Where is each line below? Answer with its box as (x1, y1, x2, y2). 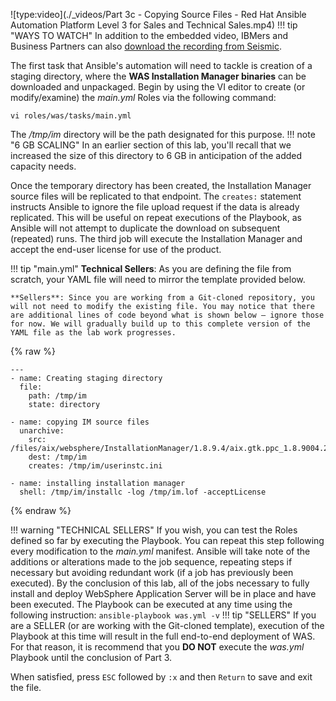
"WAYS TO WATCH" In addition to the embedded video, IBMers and (10, 30, 289, 41)
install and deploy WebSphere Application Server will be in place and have (10, 588, 317, 599)
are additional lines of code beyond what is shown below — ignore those (10, 310, 325, 320)
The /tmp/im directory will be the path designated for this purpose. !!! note (10, 129, 316, 140)
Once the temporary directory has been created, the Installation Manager (10, 180, 312, 191)
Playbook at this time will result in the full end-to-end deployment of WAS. (10, 630, 316, 642)
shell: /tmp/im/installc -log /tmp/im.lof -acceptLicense (19, 487, 267, 497)
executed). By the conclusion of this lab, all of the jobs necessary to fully (10, 577, 310, 589)
